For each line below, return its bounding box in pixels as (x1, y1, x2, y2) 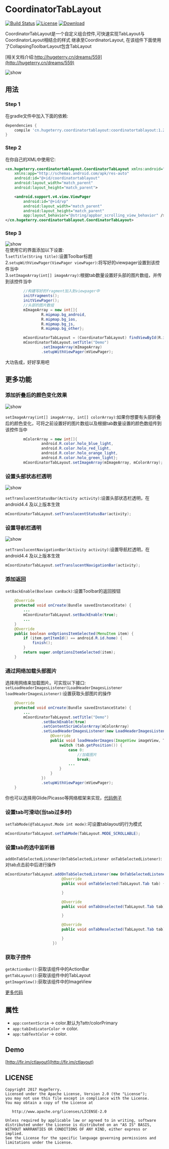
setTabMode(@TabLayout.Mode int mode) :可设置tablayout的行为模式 (5, 821, 142, 827)
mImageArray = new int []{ (23, 307, 78, 312)
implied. (5, 1131, 24, 1136)
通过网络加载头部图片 (5, 667, 57, 674)
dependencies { (5, 123, 37, 128)
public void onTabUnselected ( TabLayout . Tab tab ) (61, 904, 165, 909)
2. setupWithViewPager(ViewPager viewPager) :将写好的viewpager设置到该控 (5, 260, 160, 266)
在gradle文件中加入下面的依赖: (5, 112, 68, 119)
